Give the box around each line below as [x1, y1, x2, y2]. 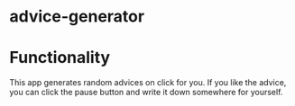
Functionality [9, 48, 111, 68]
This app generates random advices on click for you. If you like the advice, [9, 77, 287, 88]
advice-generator [9, 6, 145, 27]
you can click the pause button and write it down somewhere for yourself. [9, 87, 283, 98]
